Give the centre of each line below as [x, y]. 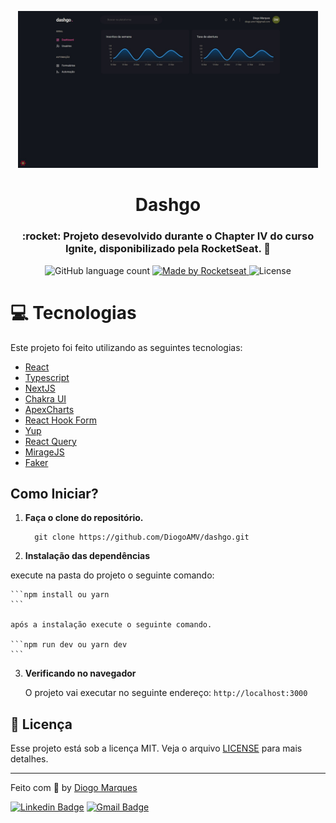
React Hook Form [60, 420]
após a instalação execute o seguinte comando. [111, 625]
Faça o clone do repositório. [84, 518]
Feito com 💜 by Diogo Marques [74, 788]
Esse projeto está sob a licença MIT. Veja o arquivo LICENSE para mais [156, 748]
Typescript [47, 377]
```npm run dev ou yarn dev [69, 645]
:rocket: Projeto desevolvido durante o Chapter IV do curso [168, 236]
